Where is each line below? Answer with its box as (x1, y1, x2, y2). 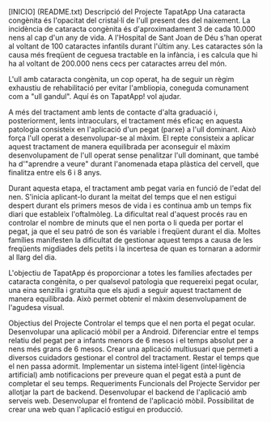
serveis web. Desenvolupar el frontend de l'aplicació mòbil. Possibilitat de (8, 396, 255, 405)
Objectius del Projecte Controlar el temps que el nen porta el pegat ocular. (8, 318, 256, 328)
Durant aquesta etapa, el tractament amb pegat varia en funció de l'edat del (8, 183, 261, 193)
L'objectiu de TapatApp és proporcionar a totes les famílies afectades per (8, 268, 252, 278)
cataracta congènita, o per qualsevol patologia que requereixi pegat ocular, (8, 277, 259, 286)
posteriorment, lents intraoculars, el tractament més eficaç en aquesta (8, 116, 243, 125)
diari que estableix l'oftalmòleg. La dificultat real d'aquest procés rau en (8, 209, 248, 218)
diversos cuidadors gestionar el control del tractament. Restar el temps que (8, 353, 260, 362)
